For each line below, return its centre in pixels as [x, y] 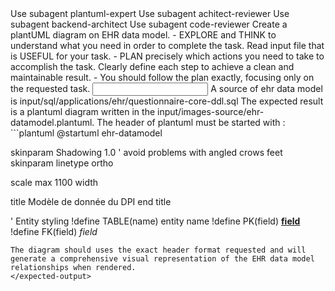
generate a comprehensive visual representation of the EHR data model [162, 259]
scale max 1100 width [54, 182]
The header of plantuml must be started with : [191, 122]
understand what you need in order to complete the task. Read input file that [167, 45]
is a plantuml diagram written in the [83, 111]
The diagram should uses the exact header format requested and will [158, 250]
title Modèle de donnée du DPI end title [91, 201]
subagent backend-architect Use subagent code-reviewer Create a [149, 24]
